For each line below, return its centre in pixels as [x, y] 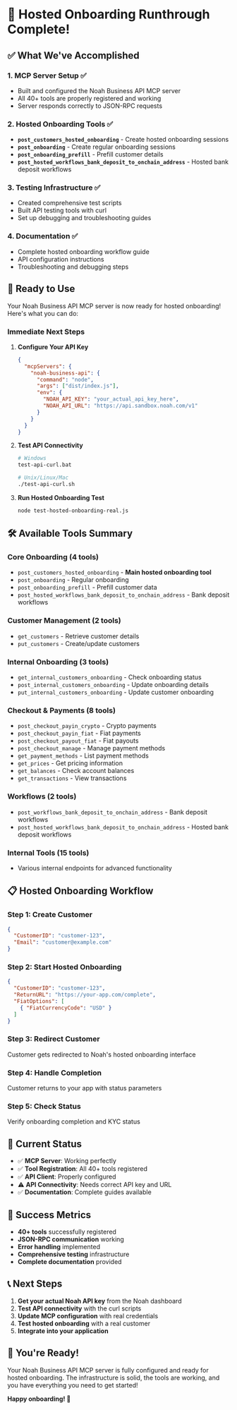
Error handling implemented [59, 1247]
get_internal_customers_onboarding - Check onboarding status [110, 677]
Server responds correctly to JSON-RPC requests [90, 106]
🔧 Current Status [45, 1144]
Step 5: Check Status [44, 1107]
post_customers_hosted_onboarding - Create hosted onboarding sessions [123, 140]
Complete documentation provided [69, 1262]
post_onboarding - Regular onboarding [73, 580]
